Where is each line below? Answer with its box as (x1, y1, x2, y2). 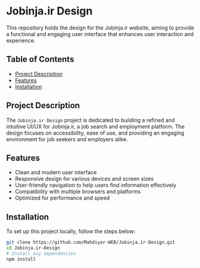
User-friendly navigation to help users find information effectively (14, 181, 177, 189)
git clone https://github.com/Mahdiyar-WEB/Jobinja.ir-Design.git (6, 239, 175, 246)
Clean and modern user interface (14, 169, 97, 176)
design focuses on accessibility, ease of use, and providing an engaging (6, 129, 184, 136)
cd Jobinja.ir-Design (6, 245, 60, 251)
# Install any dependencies (6, 251, 77, 257)
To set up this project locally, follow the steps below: (6, 228, 136, 235)
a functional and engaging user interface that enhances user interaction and (6, 30, 194, 37)
